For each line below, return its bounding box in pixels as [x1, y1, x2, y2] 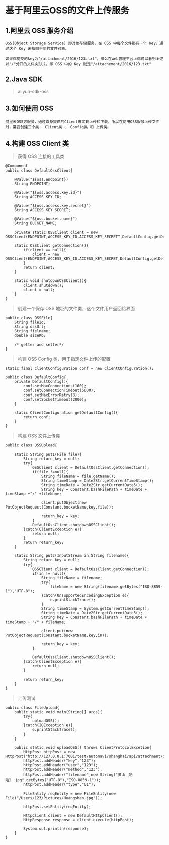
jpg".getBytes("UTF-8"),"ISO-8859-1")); [15, 778, 101, 783]
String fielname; [14, 329, 51, 334]
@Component [5, 163, 28, 169]
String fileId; [14, 320, 46, 325]
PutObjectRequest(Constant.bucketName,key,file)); [5, 505, 114, 510]
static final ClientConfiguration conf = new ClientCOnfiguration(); [5, 366, 154, 371]
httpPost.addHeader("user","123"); [23, 763, 98, 768]
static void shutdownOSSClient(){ [14, 278, 87, 284]
